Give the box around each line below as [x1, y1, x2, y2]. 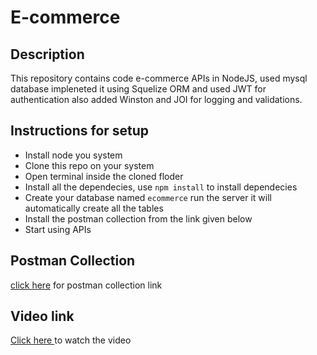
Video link [10, 308, 75, 325]
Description [10, 46, 85, 63]
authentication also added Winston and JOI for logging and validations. [10, 94, 303, 105]
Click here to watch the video [10, 334, 132, 346]
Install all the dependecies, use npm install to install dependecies [24, 181, 298, 193]
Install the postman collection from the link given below [24, 212, 253, 225]
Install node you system [24, 149, 123, 161]
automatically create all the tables [24, 202, 164, 214]
